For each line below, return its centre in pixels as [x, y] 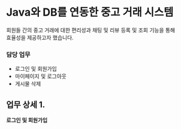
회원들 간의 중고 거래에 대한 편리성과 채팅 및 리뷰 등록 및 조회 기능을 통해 [91, 30]
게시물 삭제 [28, 84]
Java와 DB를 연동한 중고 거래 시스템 [90, 12]
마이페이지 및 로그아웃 [41, 76]
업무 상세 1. [26, 105]
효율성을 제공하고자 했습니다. [40, 37]
